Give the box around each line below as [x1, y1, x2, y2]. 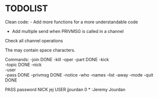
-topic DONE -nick [5, 62, 42, 67]
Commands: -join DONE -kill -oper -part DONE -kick [5, 56, 109, 62]
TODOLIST [5, 3, 48, 14]
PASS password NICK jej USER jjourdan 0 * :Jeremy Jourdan [5, 86, 126, 92]
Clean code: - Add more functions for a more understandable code [5, 19, 139, 25]
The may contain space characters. [5, 47, 76, 53]
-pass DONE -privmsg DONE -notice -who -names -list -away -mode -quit [5, 72, 154, 78]
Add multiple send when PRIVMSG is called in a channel [12, 28, 124, 34]
